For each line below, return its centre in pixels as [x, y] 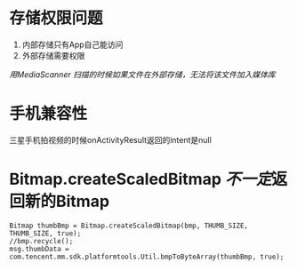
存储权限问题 [56, 18]
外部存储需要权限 [53, 55]
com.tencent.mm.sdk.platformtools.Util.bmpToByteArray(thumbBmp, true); [147, 257]
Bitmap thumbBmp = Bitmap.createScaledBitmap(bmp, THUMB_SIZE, [129, 226]
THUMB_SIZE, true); [45, 233]
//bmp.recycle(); [41, 241]
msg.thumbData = [39, 249]
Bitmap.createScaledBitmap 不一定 [140, 179]
